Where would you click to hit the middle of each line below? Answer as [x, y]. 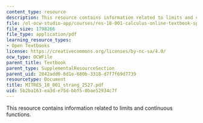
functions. [19, 114]
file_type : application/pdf [42, 35]
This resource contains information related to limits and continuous [90, 108]
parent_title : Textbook [36, 62]
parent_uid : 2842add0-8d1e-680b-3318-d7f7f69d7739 [71, 74]
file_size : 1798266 [31, 29]
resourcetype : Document [36, 79]
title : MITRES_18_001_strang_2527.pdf [55, 85]
